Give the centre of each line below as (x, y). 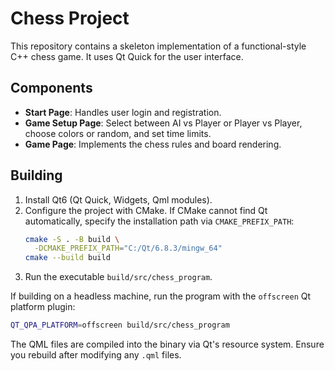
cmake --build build (67, 258)
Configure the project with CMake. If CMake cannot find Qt (146, 210)
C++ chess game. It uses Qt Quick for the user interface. (127, 56)
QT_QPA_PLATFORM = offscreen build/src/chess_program (120, 325)
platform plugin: (43, 307)
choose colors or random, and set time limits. (118, 133)
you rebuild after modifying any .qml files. (96, 355)
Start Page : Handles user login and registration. (123, 112)
